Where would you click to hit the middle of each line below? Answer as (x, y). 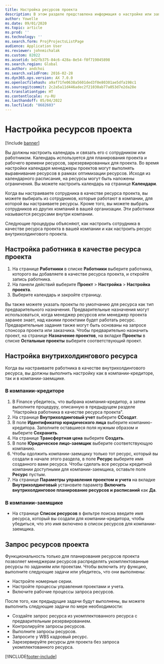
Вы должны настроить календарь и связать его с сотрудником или (75, 152)
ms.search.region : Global (31, 64)
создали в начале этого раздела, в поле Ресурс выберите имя (78, 459)
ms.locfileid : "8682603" (30, 105)
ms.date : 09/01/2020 (26, 23)
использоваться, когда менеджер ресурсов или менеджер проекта (76, 314)
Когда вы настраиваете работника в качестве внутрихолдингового (75, 368)
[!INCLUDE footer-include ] (31, 656)
